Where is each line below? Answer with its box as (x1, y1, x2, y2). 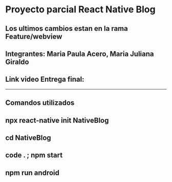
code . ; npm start (5, 151, 63, 160)
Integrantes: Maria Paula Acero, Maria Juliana (5, 49, 154, 58)
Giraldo (5, 58, 29, 66)
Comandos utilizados (5, 99, 75, 107)
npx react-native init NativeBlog (5, 116, 109, 124)
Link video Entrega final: (5, 75, 84, 84)
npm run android (5, 168, 60, 177)
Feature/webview (5, 32, 62, 41)
